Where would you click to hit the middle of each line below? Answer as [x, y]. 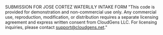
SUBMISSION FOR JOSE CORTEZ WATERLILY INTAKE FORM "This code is [80, 7]
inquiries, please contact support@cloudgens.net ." [56, 27]
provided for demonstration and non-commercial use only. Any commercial [81, 12]
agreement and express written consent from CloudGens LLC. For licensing [81, 22]
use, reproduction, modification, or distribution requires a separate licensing [82, 17]
